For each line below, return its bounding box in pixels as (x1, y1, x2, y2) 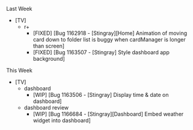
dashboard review (23, 104, 69, 111)
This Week (6, 67, 33, 74)
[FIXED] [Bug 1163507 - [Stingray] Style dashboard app (32, 49, 170, 56)
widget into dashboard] (32, 117, 91, 124)
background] (32, 55, 65, 62)
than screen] (32, 42, 65, 49)
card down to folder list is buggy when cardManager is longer (32, 36, 186, 43)
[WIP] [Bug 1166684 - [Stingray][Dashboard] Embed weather (32, 111, 184, 117)
